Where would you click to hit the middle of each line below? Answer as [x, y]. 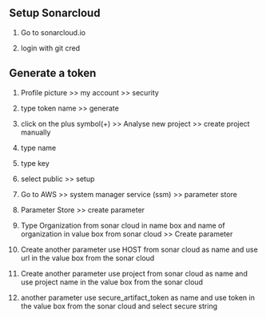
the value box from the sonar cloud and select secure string [119, 306]
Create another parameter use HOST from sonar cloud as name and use [139, 249]
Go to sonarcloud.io [53, 32]
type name [38, 147]
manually [36, 132]
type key [35, 163]
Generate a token [53, 73]
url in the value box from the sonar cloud [87, 258]
